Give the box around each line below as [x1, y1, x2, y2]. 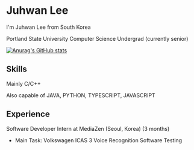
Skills [6, 64, 27, 74]
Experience [6, 109, 50, 119]
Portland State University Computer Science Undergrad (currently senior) [6, 35, 189, 42]
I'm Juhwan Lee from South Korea [6, 23, 92, 31]
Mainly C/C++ [6, 80, 41, 87]
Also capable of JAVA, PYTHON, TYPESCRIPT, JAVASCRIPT [6, 91, 155, 99]
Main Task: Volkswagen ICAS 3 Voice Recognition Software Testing [14, 136, 183, 144]
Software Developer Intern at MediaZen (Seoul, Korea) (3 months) [6, 125, 170, 132]
